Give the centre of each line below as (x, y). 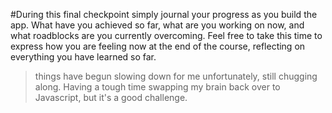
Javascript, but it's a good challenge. (111, 97)
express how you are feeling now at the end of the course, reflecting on (158, 46)
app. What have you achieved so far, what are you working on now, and (157, 25)
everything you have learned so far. (83, 57)
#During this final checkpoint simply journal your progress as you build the (164, 14)
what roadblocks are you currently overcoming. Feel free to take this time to (166, 35)
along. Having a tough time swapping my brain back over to (157, 87)
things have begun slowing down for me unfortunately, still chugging (176, 76)
